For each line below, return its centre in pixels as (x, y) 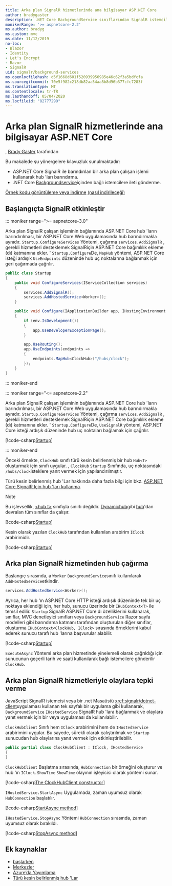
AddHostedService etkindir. (32, 581)
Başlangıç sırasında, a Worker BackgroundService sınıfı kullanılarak (73, 576)
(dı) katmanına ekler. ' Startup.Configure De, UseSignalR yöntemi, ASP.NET (84, 424)
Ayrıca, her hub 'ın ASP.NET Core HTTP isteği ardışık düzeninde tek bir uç (83, 600)
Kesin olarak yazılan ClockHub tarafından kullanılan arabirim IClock (75, 532)
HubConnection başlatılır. (30, 798)
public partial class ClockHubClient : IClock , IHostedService (74, 748)
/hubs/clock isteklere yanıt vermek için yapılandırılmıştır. (64, 471)
